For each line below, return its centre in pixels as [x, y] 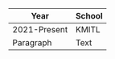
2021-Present [40, 29]
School [89, 16]
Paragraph [32, 42]
